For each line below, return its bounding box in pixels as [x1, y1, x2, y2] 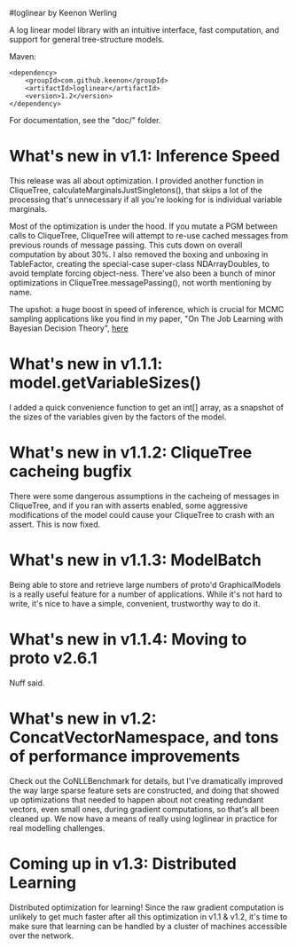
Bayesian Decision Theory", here [9, 323, 129, 333]
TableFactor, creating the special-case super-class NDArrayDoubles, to [9, 258, 270, 269]
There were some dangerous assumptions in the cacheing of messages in [9, 490, 279, 501]
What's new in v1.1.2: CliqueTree [9, 443, 253, 463]
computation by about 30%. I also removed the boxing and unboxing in [9, 248, 269, 260]
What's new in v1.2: [9, 709, 157, 728]
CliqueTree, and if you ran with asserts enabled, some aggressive [9, 500, 248, 511]
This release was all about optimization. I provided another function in [9, 175, 264, 185]
